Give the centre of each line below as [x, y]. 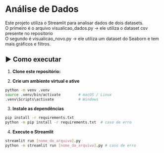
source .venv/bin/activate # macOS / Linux [58, 95]
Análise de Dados [42, 9]
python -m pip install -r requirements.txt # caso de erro [69, 122]
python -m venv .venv [27, 90]
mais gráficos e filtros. [28, 44]
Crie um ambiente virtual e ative [46, 81]
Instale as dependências [38, 109]
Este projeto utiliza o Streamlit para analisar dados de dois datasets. [74, 23]
